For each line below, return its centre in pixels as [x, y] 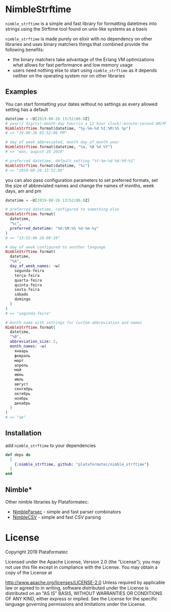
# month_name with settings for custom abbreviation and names [74, 323]
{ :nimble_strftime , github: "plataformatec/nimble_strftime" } [82, 464]
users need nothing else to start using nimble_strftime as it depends [85, 70]
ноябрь [21, 398]
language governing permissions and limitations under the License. [76, 604]
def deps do [18, 455]
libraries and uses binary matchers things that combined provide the [77, 44]
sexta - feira [27, 290]
